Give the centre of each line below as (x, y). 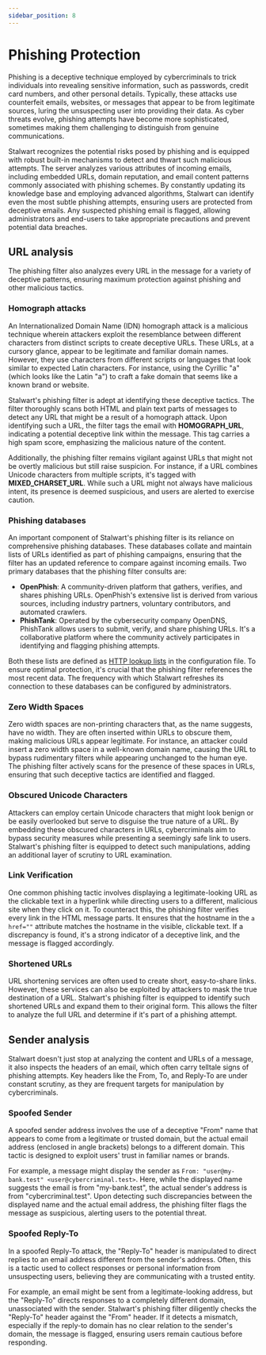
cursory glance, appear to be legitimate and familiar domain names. (118, 351)
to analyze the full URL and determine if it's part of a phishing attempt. (123, 1015)
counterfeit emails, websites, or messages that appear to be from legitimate (131, 102)
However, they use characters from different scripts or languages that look (130, 359)
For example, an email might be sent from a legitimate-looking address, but (131, 1292)
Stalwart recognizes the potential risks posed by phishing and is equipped (129, 151)
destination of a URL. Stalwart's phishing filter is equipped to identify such (129, 998)
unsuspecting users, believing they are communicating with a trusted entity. (132, 1276)
